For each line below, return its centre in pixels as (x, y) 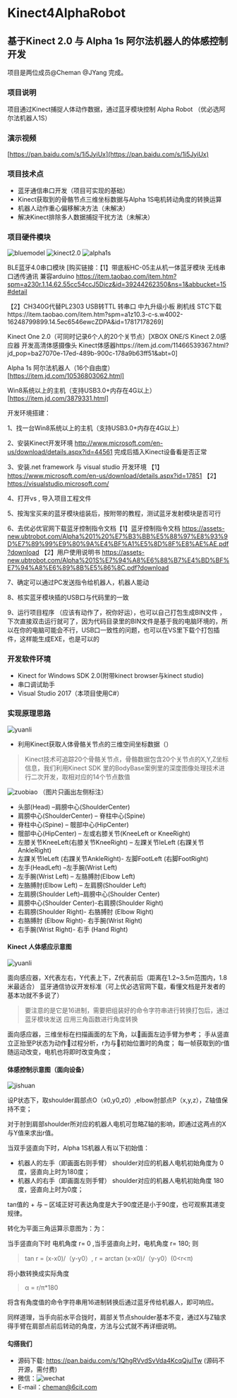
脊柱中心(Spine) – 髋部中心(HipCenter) (73, 824)
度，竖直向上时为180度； (54, 1172)
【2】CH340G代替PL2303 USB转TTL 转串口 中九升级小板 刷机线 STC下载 (115, 306)
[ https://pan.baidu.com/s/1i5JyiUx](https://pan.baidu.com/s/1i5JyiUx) (108, 154)
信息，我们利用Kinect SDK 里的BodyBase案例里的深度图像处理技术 (121, 768)
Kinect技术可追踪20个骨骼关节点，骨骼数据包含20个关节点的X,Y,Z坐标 (127, 759)
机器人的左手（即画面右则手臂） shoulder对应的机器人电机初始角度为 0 (121, 1163)
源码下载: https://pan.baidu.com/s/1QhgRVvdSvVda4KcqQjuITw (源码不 (121, 1361)
